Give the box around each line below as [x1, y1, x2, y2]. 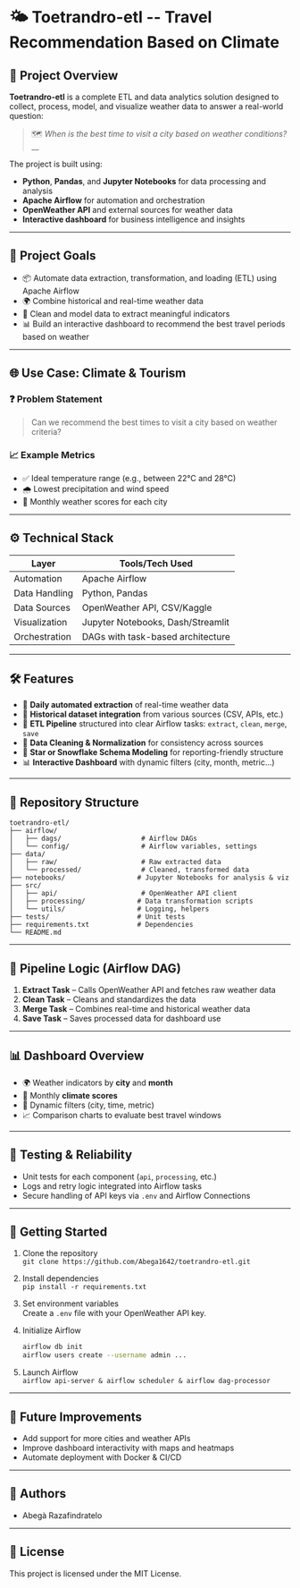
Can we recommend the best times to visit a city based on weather [30, 417, 278, 428]
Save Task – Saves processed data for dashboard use [21, 1013, 221, 1024]
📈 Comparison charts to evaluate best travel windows [21, 1109, 221, 1120]
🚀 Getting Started [9, 1225, 108, 1240]
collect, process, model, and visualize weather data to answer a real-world [9, 101, 284, 112]
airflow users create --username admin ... [21, 1351, 187, 1360]
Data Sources [13, 601, 71, 614]
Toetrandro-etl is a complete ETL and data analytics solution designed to [9, 91, 279, 102]
